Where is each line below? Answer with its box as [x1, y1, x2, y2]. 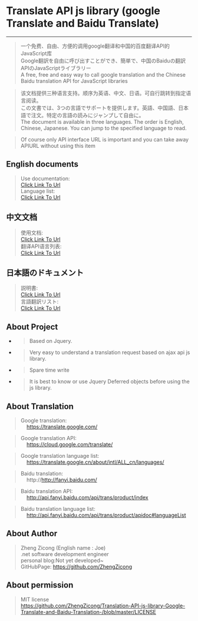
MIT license [20, 596, 49, 603]
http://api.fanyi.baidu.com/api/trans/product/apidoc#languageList [26, 511, 186, 518]
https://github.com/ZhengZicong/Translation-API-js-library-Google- [20, 602, 186, 609]
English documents [6, 159, 78, 169]
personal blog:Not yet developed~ [20, 557, 104, 564]
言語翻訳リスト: [20, 298, 59, 305]
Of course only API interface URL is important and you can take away [20, 136, 189, 143]
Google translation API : [20, 435, 77, 441]
